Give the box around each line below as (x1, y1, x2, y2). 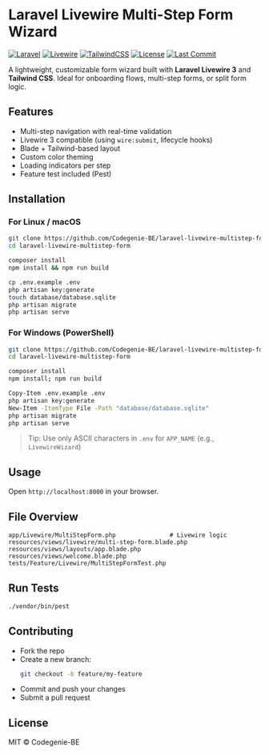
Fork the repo (19, 646, 66, 656)
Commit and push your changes (19, 684, 126, 694)
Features (8, 105, 54, 119)
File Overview (8, 509, 78, 523)
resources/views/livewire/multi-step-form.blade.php (8, 538, 188, 546)
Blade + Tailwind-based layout (19, 143, 121, 153)
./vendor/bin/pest (8, 602, 70, 611)
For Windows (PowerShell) (8, 327, 114, 339)
